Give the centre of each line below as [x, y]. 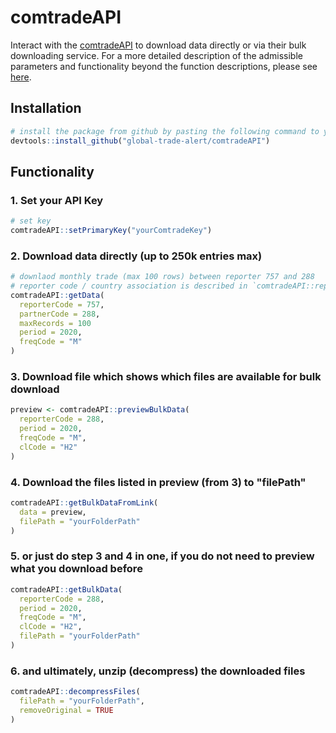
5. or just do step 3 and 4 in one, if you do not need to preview [162, 556]
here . [21, 77]
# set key [31, 221]
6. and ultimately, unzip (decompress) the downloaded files [158, 671]
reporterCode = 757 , [62, 304]
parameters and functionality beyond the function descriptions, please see [164, 66]
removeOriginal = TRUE [66, 710]
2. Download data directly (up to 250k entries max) [136, 256]
